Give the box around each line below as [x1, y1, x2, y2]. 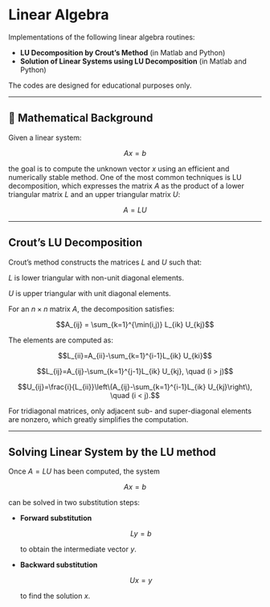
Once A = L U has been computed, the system [8, 466, 161, 476]
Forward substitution [19, 513, 92, 523]
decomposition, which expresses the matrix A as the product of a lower [8, 181, 245, 191]
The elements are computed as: [8, 335, 114, 345]
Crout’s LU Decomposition [8, 236, 143, 250]
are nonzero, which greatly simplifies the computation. [8, 414, 189, 424]
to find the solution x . [19, 591, 91, 601]
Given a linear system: [8, 133, 82, 142]
